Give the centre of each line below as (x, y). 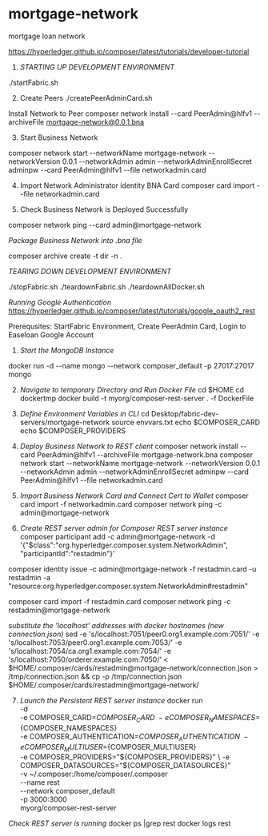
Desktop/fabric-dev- (185, 413)
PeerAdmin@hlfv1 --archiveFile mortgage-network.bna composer (145, 454)
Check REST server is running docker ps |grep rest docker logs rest (120, 823)
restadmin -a (29, 577)
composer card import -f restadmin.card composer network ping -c (120, 601)
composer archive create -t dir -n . (65, 256)
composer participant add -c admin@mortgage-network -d (118, 536)
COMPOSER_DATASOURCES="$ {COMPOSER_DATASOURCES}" (125, 766)
